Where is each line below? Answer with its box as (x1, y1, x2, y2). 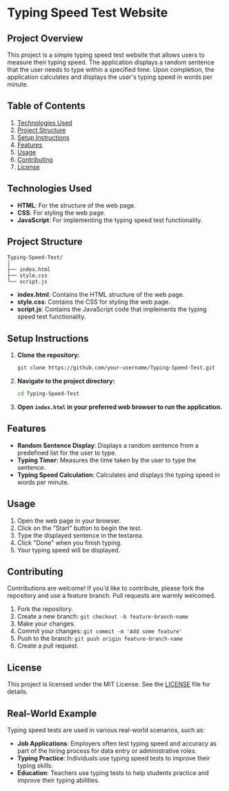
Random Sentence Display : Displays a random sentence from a (17, 441, 199, 449)
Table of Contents (7, 100, 86, 112)
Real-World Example (7, 707, 97, 719)
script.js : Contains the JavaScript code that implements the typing (17, 305, 207, 313)
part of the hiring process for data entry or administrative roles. (17, 747, 197, 755)
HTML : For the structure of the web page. (17, 201, 137, 209)
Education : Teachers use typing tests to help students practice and (17, 769, 209, 777)
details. (7, 687, 28, 696)
